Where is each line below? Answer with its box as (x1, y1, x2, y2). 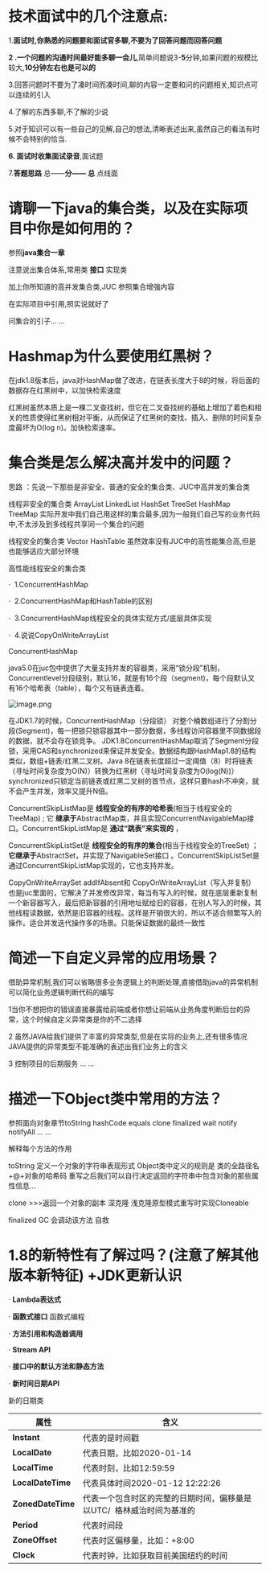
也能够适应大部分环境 (8, 546, 79, 556)
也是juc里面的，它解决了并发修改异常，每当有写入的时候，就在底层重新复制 (8, 887, 258, 897)
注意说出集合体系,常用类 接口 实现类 (8, 265, 127, 274)
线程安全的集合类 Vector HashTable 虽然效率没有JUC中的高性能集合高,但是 (8, 536, 256, 545)
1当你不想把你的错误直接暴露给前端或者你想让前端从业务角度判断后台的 (8, 1004, 243, 1014)
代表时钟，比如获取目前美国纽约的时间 (83, 1549, 228, 1561)
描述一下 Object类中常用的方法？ (8, 1089, 223, 1108)
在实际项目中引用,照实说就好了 (8, 298, 110, 308)
